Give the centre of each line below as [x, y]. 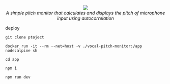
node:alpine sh [21, 51]
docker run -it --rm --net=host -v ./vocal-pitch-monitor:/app [74, 46]
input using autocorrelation [86, 18]
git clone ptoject [25, 37]
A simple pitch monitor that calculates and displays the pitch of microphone [86, 13]
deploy [12, 28]
